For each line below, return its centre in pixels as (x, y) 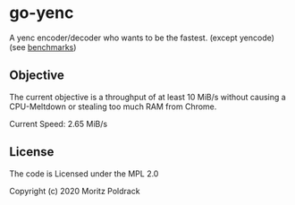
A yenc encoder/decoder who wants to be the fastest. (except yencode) (142, 38)
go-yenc (42, 13)
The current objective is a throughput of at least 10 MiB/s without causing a (147, 97)
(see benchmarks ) (43, 47)
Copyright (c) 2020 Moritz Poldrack (75, 191)
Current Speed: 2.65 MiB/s (59, 124)
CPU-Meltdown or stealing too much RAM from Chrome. (113, 107)
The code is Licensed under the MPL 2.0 (84, 174)
